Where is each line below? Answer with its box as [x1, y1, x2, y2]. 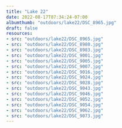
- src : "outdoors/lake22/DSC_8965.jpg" [6, 36, 104, 42]
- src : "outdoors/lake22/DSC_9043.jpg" [6, 86, 104, 91]
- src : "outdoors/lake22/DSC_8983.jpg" [6, 47, 104, 53]
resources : [6, 31, 33, 37]
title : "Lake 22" [6, 8, 49, 15]
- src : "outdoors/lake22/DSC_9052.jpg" [6, 96, 104, 102]
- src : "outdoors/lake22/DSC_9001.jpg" [6, 52, 104, 58]
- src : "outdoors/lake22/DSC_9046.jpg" [6, 91, 104, 97]
